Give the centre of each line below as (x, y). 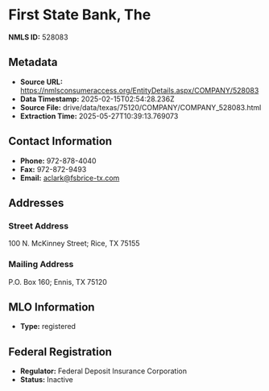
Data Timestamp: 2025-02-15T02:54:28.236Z (97, 99)
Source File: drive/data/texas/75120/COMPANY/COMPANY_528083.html (141, 107)
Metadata (33, 62)
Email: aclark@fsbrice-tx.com (70, 178)
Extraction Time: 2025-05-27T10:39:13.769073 (99, 116)
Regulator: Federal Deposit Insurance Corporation (103, 371)
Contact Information (60, 141)
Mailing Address (41, 265)
